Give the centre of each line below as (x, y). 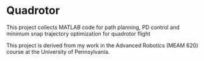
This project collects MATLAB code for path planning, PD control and (93, 27)
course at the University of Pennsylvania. (58, 51)
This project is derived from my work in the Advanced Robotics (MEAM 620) (102, 45)
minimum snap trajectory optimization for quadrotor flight (78, 33)
